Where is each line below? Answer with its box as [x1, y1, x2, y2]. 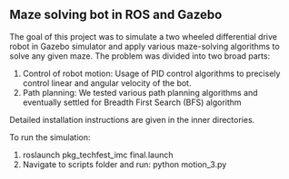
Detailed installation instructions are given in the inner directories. [9, 114, 255, 125]
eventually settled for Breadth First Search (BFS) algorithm [22, 97, 243, 108]
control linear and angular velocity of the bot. [22, 77, 192, 89]
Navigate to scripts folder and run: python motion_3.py [22, 158, 227, 170]
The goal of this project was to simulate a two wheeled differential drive [9, 31, 277, 42]
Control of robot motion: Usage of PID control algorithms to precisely [22, 68, 281, 79]
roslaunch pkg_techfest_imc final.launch [22, 149, 174, 160]
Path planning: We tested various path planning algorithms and [22, 87, 258, 98]
